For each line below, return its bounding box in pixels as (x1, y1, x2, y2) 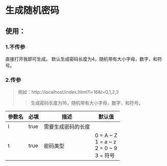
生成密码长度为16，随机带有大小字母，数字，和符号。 (30, 100, 143, 106)
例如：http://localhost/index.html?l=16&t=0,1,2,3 (17, 89, 119, 95)
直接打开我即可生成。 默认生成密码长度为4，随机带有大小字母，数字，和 (5, 56, 158, 62)
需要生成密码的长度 (44, 123, 91, 131)
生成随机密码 (5, 5, 60, 16)
